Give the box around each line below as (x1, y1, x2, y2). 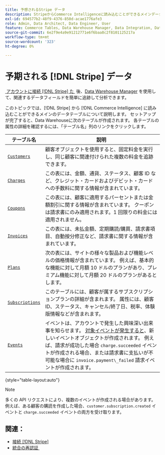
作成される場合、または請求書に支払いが (55, 349, 149, 356)
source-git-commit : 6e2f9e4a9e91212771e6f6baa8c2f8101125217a (5, 30, 135, 35)
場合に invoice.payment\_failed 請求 (59, 356, 145, 363)
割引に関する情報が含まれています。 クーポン (50, 201, 154, 208)
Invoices (7, 233, 28, 239)
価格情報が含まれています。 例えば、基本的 (55, 257, 154, 264)
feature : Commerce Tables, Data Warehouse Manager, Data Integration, (5, 26, 153, 31)
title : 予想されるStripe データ (5, 7, 65, 12)
